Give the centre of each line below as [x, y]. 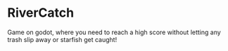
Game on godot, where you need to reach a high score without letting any [114, 32]
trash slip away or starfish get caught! [62, 39]
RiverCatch [41, 13]
